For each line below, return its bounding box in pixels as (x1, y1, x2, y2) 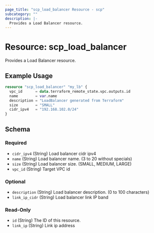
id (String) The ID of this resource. (12, 217, 81, 223)
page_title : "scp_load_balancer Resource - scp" (5, 7, 105, 12)
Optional (5, 178, 26, 185)
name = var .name (9, 93, 57, 99)
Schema (5, 125, 30, 133)
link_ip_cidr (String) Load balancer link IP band (12, 195, 109, 200)
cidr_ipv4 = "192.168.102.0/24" (9, 107, 79, 112)
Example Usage (5, 71, 53, 80)
